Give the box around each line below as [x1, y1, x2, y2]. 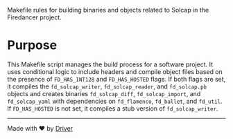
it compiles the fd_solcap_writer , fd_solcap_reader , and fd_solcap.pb [7, 82, 207, 91]
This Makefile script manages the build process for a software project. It [7, 60, 214, 68]
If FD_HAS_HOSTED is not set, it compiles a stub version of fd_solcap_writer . [7, 104, 218, 113]
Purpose [7, 37, 58, 53]
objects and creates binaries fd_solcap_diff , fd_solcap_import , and [7, 89, 201, 98]
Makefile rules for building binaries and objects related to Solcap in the [7, 6, 209, 14]
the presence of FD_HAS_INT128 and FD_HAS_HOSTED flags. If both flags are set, [7, 75, 226, 83]
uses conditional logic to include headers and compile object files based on [7, 67, 223, 75]
